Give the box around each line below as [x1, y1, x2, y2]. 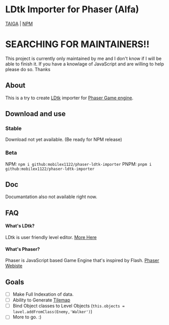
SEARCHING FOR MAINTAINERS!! [5, 38, 150, 50]
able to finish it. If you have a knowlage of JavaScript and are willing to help [5, 60, 164, 67]
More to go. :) [12, 314, 42, 320]
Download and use [5, 110, 66, 118]
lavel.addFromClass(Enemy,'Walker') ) [12, 309, 93, 315]
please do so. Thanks [5, 66, 51, 72]
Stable [5, 125, 22, 132]
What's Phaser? [5, 246, 40, 252]
